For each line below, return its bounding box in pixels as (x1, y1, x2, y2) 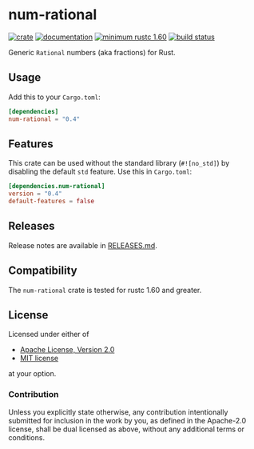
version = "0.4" (8, 190, 62, 198)
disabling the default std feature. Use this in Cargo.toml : (8, 166, 192, 177)
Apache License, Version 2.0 (19, 345, 115, 355)
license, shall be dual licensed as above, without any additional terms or (8, 424, 245, 434)
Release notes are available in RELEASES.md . (8, 240, 157, 250)
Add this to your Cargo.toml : (8, 92, 101, 102)
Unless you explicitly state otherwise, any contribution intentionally (8, 407, 228, 417)
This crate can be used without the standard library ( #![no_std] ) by (8, 158, 230, 168)
